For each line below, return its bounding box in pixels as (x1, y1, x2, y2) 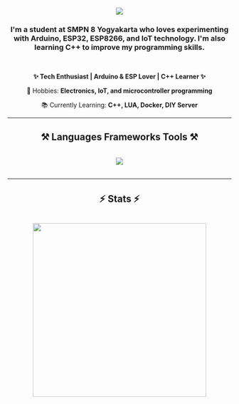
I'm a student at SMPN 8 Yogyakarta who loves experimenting (10, 25, 229, 35)
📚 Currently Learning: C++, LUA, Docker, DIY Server (41, 100, 198, 110)
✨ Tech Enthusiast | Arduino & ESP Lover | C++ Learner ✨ (33, 72, 206, 81)
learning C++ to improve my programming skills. (34, 43, 205, 53)
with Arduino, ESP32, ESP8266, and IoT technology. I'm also (13, 33, 226, 43)
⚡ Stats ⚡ (99, 192, 140, 204)
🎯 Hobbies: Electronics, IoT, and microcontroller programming (26, 86, 213, 95)
